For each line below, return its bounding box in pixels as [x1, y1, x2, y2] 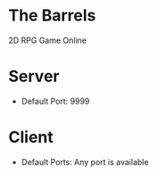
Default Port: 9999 [21, 96, 90, 106]
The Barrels [8, 5, 96, 26]
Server [8, 66, 60, 87]
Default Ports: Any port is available [21, 156, 149, 167]
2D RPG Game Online [8, 35, 87, 46]
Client [8, 127, 54, 147]
